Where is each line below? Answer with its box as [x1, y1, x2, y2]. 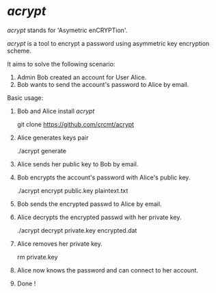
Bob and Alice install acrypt [16, 107, 95, 115]
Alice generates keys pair [16, 133, 89, 142]
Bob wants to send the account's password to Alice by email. [16, 80, 189, 88]
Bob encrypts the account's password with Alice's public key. [16, 173, 191, 181]
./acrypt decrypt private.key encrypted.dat [16, 226, 137, 234]
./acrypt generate [16, 146, 67, 155]
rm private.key [16, 253, 58, 261]
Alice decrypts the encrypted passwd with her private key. [16, 213, 182, 221]
